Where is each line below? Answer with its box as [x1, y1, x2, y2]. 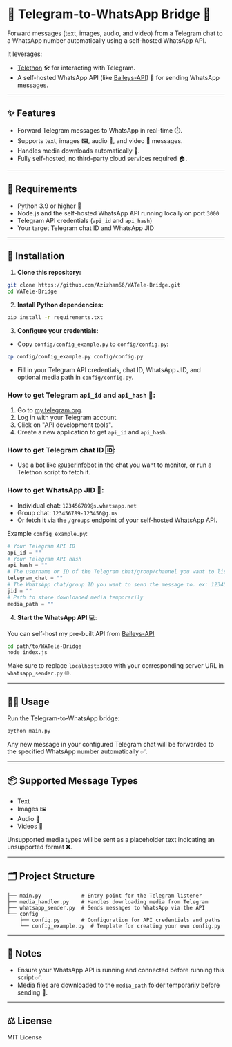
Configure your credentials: [17, 327, 99, 334]
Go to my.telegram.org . [17, 406, 83, 414]
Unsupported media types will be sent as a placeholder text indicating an [7, 835, 215, 843]
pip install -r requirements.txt [7, 314, 104, 321]
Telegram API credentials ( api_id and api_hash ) [17, 216, 153, 224]
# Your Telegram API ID [7, 542, 76, 550]
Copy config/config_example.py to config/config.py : [17, 340, 169, 348]
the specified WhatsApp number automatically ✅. [7, 747, 148, 756]
